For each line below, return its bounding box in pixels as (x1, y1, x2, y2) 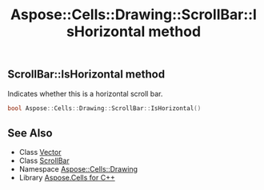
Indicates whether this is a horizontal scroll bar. (7, 89, 163, 98)
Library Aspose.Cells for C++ (18, 173, 115, 183)
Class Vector (18, 148, 62, 157)
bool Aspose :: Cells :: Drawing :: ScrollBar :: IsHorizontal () (7, 104, 202, 113)
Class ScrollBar (18, 156, 70, 165)
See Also (7, 126, 53, 140)
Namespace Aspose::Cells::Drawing (18, 164, 138, 174)
